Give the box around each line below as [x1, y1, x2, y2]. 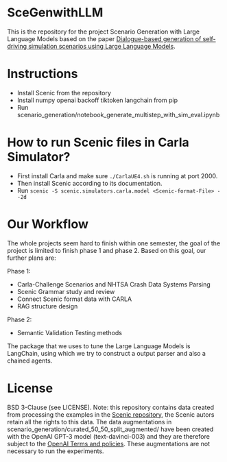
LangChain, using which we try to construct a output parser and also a [7, 349, 206, 357]
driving [7, 42, 27, 50]
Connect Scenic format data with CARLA [16, 295, 132, 303]
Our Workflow [7, 217, 89, 232]
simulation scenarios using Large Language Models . [28, 42, 176, 50]
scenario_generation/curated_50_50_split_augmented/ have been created [7, 425, 214, 433]
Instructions [7, 66, 78, 82]
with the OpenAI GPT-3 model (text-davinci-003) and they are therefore [7, 432, 211, 440]
